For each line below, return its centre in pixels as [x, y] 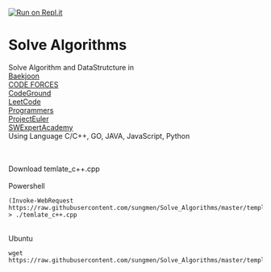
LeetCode [25, 102]
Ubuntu [21, 238]
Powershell [27, 186]
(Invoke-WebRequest [41, 201]
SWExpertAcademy [41, 127]
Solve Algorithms [68, 45]
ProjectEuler [29, 119]
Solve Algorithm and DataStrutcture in [71, 67]
